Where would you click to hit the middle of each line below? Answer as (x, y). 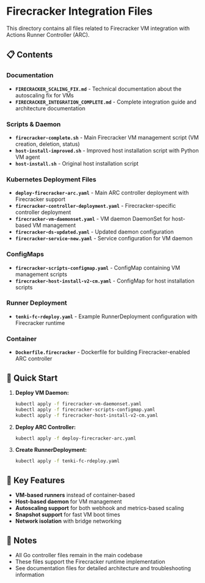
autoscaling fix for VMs (44, 95)
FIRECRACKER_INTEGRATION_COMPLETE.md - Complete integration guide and (106, 102)
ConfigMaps (25, 254)
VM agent (28, 157)
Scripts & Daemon (34, 124)
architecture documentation (50, 108)
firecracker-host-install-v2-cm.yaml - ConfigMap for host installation (105, 281)
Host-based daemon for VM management (69, 501)
